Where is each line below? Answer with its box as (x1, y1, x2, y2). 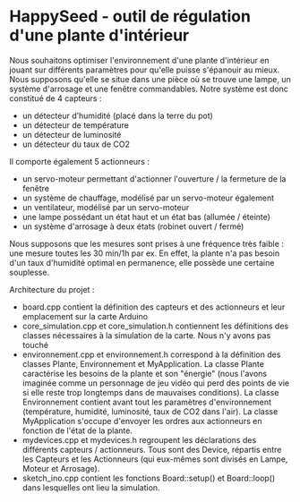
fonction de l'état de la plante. (21, 425, 133, 436)
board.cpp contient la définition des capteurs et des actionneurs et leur (21, 302, 286, 312)
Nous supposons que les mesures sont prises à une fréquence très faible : (9, 238, 285, 249)
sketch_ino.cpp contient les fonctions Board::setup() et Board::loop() (21, 472, 276, 483)
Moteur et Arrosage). (21, 463, 100, 473)
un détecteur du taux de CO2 (21, 139, 131, 149)
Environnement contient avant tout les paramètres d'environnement (21, 396, 271, 407)
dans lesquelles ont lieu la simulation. (21, 481, 160, 493)
